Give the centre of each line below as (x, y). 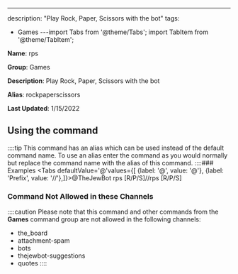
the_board (33, 233)
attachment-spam (44, 241)
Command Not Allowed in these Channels (80, 196)
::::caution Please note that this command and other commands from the (113, 212)
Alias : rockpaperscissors (44, 94)
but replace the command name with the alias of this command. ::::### (110, 163)
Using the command (53, 131)
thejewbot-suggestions (51, 256)
